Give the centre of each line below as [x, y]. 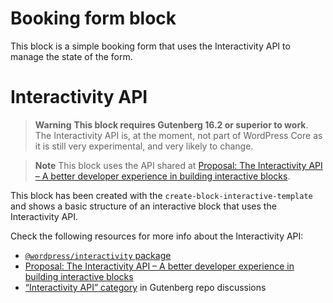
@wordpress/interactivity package [98, 255]
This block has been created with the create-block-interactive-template [161, 195]
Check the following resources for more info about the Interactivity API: [157, 236]
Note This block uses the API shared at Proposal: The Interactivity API [178, 165]
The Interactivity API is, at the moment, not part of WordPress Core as [178, 135]
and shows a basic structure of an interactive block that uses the [143, 206]
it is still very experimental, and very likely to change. [144, 146]
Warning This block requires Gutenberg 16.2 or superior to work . [171, 124]
